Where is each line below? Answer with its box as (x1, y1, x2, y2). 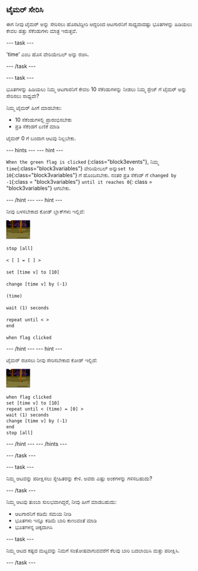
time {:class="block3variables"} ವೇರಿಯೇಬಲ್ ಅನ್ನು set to (6, 165, 134, 172)
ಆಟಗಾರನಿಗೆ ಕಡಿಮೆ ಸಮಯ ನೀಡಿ (14, 510, 72, 517)
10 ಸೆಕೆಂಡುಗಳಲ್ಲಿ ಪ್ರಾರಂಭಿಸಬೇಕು (14, 116, 73, 123)
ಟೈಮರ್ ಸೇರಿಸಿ (6, 5, 43, 15)
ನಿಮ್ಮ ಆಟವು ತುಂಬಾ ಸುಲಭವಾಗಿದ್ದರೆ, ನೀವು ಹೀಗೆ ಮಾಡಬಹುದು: (6, 498, 117, 505)
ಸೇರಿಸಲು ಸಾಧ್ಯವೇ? (6, 92, 40, 99)
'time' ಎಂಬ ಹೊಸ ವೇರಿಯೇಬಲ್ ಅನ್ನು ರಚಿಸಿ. (6, 51, 89, 58)
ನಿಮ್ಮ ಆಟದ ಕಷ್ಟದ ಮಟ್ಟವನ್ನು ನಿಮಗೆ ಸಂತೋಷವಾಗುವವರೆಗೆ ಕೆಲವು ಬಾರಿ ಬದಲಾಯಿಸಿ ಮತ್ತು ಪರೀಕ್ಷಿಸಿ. (6, 547, 180, 554)
